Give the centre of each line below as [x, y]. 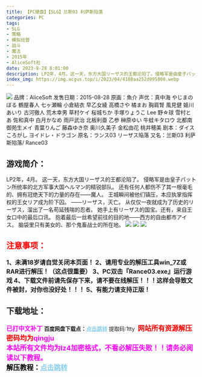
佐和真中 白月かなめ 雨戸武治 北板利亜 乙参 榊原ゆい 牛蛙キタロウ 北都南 [103, 120]
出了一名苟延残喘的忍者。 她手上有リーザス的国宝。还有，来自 [110, 209]
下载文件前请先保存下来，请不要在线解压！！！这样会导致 [105, 280]
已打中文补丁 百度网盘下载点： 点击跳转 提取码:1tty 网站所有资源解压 [99, 328]
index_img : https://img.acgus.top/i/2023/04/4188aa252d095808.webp [93, 79]
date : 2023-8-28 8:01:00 [37, 68]
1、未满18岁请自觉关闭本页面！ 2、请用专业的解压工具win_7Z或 [96, 262]
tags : [13, 23]
